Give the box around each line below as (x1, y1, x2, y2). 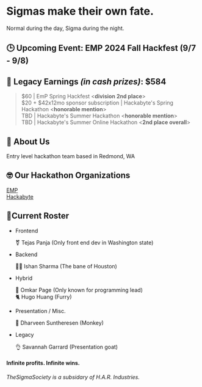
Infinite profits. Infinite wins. (6, 359, 81, 367)
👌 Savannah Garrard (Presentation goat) (15, 343, 118, 350)
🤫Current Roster (6, 211, 70, 221)
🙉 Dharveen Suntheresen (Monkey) (15, 319, 104, 326)
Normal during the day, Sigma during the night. (6, 24, 124, 32)
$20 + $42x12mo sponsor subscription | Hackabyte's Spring (21, 99, 174, 106)
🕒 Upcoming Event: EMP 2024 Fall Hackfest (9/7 (6, 43, 197, 53)
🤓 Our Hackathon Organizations (6, 170, 131, 181)
